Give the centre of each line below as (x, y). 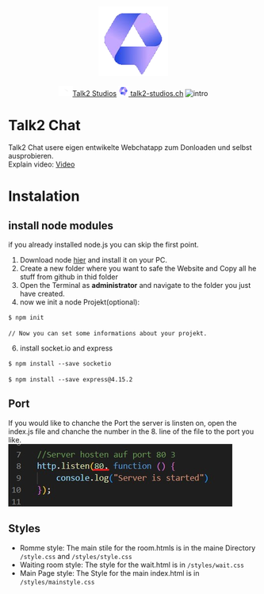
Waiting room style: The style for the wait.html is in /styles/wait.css (132, 565)
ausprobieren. (31, 155)
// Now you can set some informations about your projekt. (108, 333)
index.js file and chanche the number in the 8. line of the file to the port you (131, 431)
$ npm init (26, 317)
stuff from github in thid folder (69, 277)
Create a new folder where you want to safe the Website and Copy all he (138, 268)
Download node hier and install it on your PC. (94, 259)
